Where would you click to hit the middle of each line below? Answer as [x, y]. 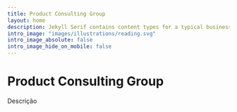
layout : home [26, 20]
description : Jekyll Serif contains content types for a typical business [120, 27]
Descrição [22, 101]
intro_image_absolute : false [50, 40]
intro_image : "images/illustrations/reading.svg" [82, 33]
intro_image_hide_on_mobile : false [60, 46]
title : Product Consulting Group [56, 14]
